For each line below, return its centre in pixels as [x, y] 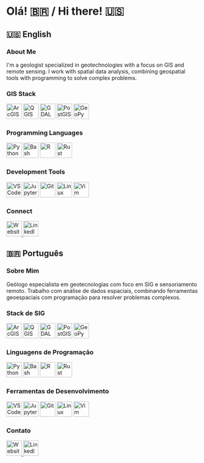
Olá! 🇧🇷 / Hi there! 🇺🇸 [65, 11]
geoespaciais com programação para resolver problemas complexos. [94, 297]
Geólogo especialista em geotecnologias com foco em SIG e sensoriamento [102, 284]
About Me [21, 51]
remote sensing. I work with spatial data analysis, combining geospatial [96, 71]
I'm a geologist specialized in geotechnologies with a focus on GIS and [95, 65]
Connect [19, 211]
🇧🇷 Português [35, 254]
